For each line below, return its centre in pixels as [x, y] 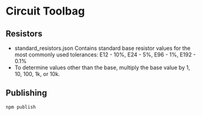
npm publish [21, 107]
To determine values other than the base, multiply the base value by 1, [102, 67]
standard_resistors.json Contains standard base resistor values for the [103, 48]
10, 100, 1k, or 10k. [37, 74]
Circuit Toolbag [45, 11]
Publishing [26, 93]
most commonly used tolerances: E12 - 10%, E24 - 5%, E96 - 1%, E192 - [105, 55]
